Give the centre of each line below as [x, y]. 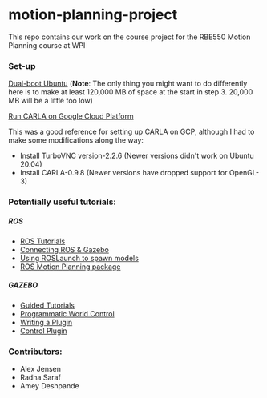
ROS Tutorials [42, 241]
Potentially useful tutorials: [62, 202]
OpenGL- [244, 173]
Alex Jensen [40, 369]
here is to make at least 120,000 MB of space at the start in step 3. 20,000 [131, 92]
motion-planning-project [93, 15]
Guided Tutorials [47, 305]
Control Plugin [43, 331]
